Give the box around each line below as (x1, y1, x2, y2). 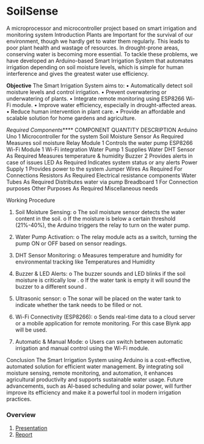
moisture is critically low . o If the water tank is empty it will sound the (15, 276, 191, 284)
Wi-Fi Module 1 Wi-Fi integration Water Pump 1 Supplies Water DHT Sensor (6, 146, 195, 153)
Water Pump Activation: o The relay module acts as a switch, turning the (15, 233, 197, 240)
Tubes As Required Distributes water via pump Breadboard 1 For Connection (6, 178, 199, 185)
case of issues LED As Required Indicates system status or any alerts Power (6, 158, 198, 166)
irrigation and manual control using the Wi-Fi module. (15, 344, 150, 352)
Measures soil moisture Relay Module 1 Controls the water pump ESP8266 (6, 139, 194, 146)
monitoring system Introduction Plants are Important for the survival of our (6, 31, 194, 38)
